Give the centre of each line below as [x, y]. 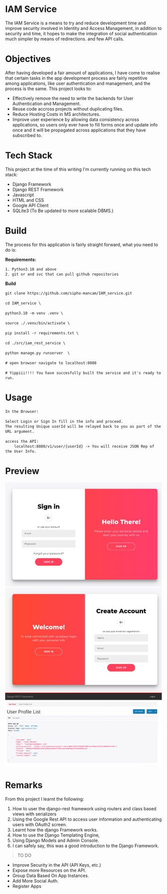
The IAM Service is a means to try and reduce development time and [76, 23]
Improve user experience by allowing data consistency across [76, 119]
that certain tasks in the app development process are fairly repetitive [76, 78]
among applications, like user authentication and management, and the [78, 83]
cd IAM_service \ [23, 303]
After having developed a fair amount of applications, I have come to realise [83, 73]
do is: [11, 250]
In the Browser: [22, 411]
